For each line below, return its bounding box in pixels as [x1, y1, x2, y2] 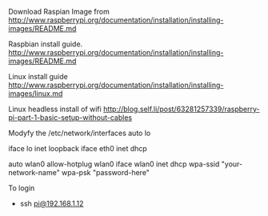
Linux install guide [8, 72, 68, 81]
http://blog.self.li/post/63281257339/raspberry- [102, 104, 260, 114]
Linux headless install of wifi [8, 104, 102, 114]
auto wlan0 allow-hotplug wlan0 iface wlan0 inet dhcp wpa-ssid [8, 159, 220, 169]
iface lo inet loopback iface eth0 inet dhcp [8, 144, 148, 153]
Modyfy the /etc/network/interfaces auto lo [8, 128, 151, 138]
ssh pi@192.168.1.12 [19, 199, 84, 208]
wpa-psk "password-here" [61, 168, 150, 177]
